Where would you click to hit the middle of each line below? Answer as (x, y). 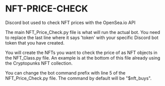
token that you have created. (35, 42)
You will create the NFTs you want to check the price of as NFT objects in (81, 52)
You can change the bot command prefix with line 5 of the (65, 72)
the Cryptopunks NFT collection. (39, 63)
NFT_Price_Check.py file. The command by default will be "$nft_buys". (78, 78)
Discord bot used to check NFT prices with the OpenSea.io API (70, 22)
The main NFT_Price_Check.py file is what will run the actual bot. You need (83, 32)
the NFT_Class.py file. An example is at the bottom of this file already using (83, 57)
